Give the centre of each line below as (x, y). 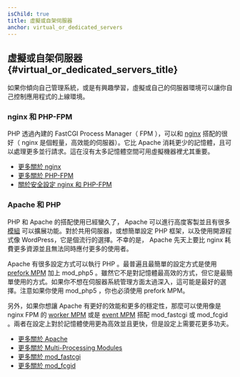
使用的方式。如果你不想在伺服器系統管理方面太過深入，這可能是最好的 (116, 281)
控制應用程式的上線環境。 (51, 96)
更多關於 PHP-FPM (45, 176)
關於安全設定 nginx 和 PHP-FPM (65, 185)
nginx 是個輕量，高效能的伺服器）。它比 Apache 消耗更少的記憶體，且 (123, 143)
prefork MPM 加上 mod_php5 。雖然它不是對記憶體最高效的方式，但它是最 (117, 273)
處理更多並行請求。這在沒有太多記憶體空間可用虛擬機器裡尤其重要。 (114, 151)
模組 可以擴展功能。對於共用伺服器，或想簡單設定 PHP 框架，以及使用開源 (117, 231)
